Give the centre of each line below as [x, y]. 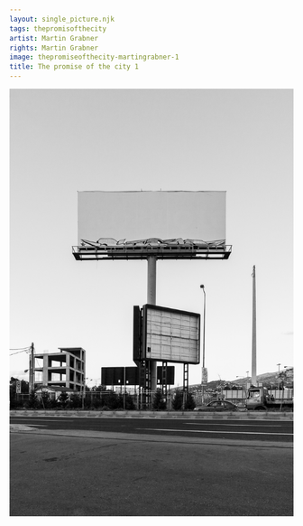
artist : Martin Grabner [54, 38]
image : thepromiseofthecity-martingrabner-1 [94, 57]
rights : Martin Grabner [54, 48]
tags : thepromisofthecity [58, 28]
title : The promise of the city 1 [74, 67]
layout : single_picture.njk [62, 19]
